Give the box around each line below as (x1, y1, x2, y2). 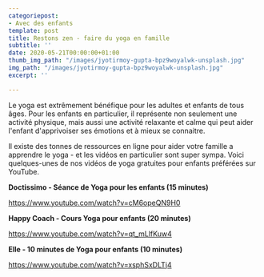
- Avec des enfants (8, 19, 74, 27)
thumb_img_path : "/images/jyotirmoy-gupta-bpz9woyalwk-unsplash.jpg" (8, 57, 246, 65)
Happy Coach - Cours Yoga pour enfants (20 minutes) (8, 213, 191, 223)
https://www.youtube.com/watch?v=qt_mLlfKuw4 (8, 229, 172, 239)
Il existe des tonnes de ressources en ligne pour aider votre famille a (8, 141, 234, 151)
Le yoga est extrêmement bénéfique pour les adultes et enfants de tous (8, 100, 245, 110)
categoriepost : (8, 11, 59, 20)
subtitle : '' (8, 42, 52, 50)
